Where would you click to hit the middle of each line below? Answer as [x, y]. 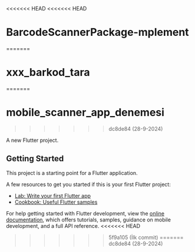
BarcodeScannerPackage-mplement [98, 32]
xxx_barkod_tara [48, 72]
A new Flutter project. [32, 140]
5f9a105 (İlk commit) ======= [146, 237]
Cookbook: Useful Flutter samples [56, 202]
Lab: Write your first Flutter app [53, 195]
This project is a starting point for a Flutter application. [72, 173]
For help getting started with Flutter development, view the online [85, 213]
